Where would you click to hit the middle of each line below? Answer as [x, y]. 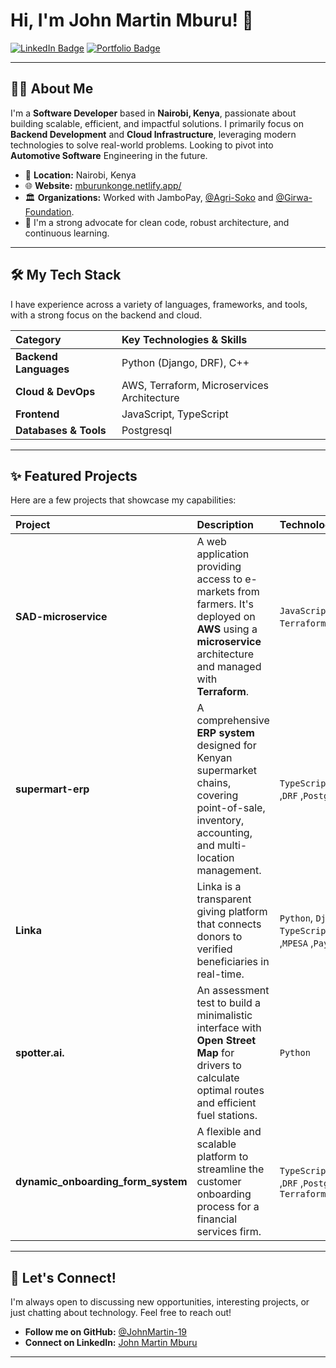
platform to [222, 1157]
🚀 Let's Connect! [63, 1277]
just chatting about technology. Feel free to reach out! [121, 1313]
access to [219, 579]
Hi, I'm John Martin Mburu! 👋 [132, 20]
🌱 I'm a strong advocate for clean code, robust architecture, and [157, 222]
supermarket [227, 771]
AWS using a [227, 629]
